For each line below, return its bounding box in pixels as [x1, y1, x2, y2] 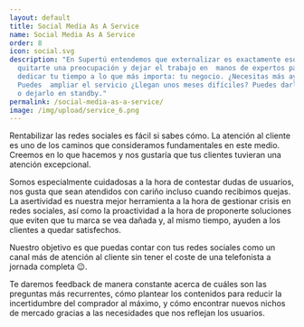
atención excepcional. [9, 159, 91, 170]
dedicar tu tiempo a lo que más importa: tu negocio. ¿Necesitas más [17, 72, 285, 81]
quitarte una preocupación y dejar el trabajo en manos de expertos [17, 64, 285, 73]
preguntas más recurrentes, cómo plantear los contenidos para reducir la [9, 288, 282, 299]
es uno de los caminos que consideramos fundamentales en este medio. [9, 140, 280, 151]
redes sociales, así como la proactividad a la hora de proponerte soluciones [9, 205, 292, 217]
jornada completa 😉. [9, 261, 88, 272]
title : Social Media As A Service [9, 22, 140, 31]
